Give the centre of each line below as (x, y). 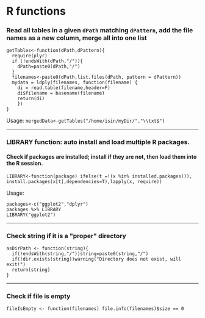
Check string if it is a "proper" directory (66, 236)
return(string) (31, 270)
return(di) (31, 99)
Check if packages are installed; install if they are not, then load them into (102, 157)
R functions (36, 11)
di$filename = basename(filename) (61, 93)
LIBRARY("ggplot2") (31, 215)
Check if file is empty (38, 296)
